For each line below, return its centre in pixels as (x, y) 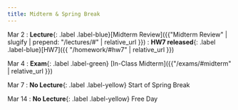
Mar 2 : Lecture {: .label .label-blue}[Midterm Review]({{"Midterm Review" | (118, 34)
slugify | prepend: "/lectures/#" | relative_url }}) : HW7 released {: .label (112, 42)
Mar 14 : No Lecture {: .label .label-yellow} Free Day (83, 99)
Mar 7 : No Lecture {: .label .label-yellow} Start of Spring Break (99, 85)
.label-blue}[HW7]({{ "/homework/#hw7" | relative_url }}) (91, 49)
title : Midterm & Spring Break (54, 14)
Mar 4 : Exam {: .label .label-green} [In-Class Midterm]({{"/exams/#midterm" (119, 63)
